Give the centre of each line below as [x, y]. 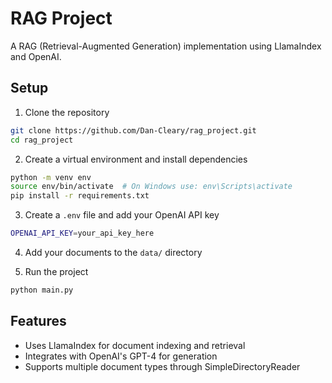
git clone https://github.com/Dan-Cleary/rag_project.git [133, 130]
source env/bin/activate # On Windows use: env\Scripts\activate [151, 187]
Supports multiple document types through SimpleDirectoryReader [162, 366]
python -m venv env [51, 177]
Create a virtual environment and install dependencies [136, 159]
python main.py [42, 290]
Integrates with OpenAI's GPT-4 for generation [121, 356]
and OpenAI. [36, 56]
